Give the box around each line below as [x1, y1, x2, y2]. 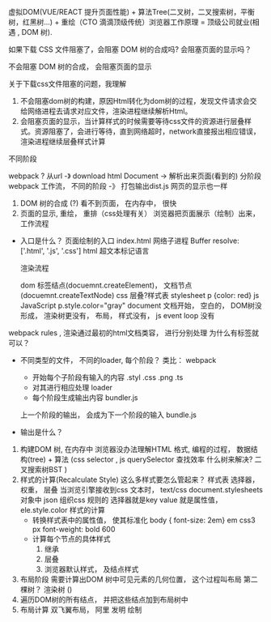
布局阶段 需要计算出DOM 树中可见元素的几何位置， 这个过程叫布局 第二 [19, 574, 259, 584]
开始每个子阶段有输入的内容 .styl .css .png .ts [32, 373, 184, 382]
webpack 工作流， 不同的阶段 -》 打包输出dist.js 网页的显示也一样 [8, 181, 228, 190]
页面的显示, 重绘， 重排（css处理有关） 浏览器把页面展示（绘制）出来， [19, 209, 260, 218]
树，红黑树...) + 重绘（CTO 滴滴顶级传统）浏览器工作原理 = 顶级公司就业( [8, 17, 253, 27]
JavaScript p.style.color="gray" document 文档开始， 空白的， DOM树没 [19, 300, 262, 310]
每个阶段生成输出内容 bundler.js [32, 393, 138, 403]
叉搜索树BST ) [19, 465, 67, 474]
